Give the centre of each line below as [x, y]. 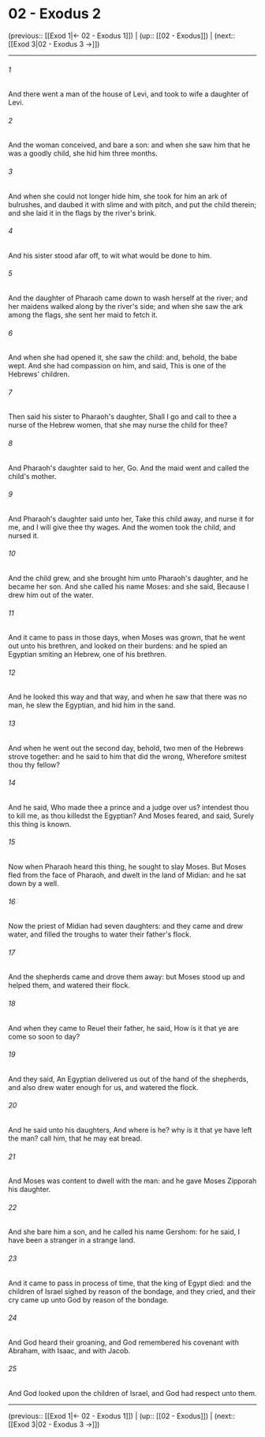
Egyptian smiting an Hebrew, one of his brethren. [88, 654]
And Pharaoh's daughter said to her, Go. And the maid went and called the [129, 468]
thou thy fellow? [34, 764]
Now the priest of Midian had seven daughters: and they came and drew [125, 926]
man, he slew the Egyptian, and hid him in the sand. [92, 705]
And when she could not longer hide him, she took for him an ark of [118, 196]
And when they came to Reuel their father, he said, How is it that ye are [123, 1028]
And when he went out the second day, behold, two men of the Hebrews [126, 748]
